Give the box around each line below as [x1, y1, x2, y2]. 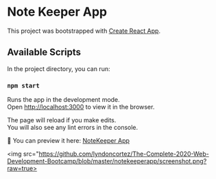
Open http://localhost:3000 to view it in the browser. [7, 103, 155, 111]
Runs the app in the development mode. [7, 96, 120, 104]
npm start [7, 81, 40, 89]
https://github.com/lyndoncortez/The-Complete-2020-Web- [38, 150, 209, 158]
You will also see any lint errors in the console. [7, 124, 139, 132]
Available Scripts [7, 46, 81, 58]
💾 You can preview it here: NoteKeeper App [7, 137, 130, 145]
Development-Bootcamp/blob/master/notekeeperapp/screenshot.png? [7, 157, 207, 165]
